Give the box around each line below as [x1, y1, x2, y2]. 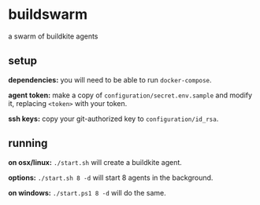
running [8, 137, 48, 150]
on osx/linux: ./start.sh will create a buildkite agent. [8, 157, 183, 167]
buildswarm [8, 5, 88, 24]
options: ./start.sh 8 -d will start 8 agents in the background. [8, 173, 214, 182]
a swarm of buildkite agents [8, 31, 98, 41]
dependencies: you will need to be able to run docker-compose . [8, 75, 212, 84]
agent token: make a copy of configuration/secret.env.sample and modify [8, 90, 253, 100]
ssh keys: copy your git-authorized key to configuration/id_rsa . [8, 114, 219, 123]
